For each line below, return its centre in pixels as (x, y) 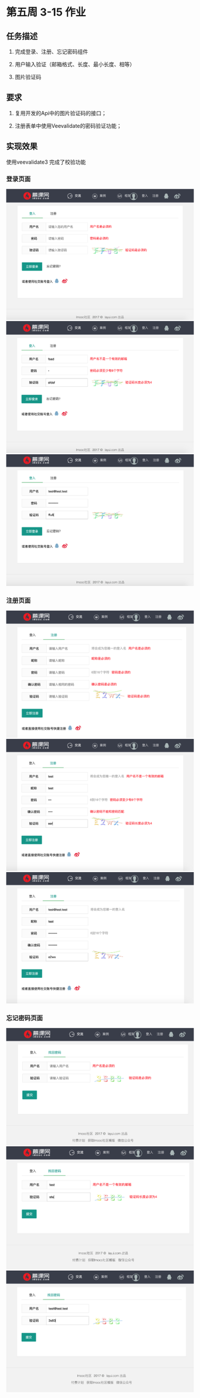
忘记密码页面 (25, 1018)
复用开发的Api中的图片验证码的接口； (61, 113)
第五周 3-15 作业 (46, 12)
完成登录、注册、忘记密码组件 (51, 52)
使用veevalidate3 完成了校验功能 (46, 162)
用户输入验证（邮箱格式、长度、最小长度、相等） (75, 64)
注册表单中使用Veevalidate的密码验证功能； (68, 125)
